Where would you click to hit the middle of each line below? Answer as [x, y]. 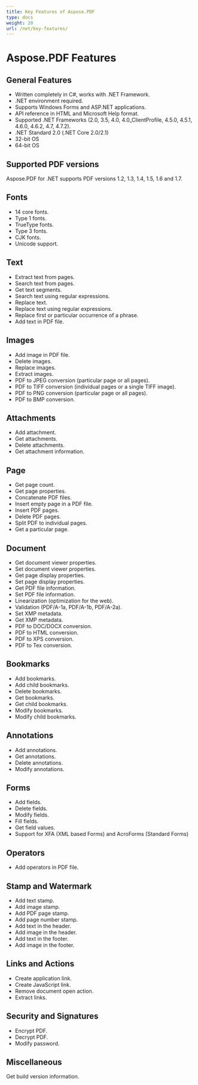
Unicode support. [36, 244]
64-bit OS [27, 146]
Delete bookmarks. [38, 691]
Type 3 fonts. [31, 231]
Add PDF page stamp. [42, 913]
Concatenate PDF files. [43, 498]
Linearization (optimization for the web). [64, 601]
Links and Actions [40, 964]
